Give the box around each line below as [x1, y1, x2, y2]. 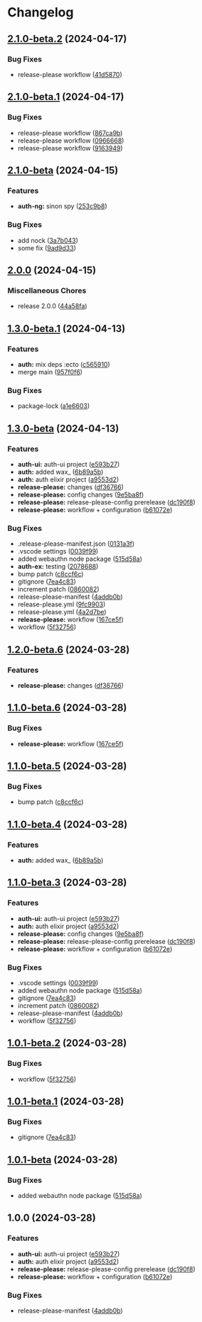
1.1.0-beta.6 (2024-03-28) [7, 702, 127, 714]
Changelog [7, 4, 74, 21]
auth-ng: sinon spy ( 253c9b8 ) [17, 202, 108, 210]
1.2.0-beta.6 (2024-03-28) [7, 644, 130, 656]
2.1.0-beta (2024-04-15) [7, 164, 119, 176]
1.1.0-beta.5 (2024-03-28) [7, 760, 127, 772]
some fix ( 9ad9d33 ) [17, 243, 76, 252]
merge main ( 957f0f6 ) [17, 367, 83, 376]
